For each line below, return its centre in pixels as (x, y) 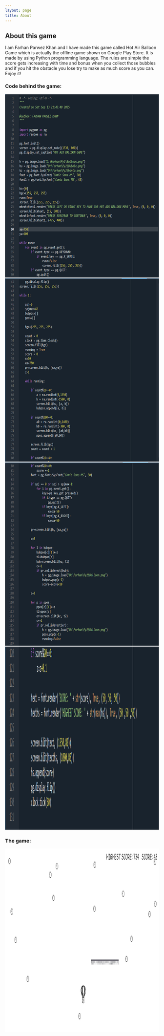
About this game (31, 36)
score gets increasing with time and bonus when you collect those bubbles (81, 63)
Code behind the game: (33, 86)
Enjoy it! (13, 74)
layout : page (18, 10)
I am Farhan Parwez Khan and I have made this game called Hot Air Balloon (81, 48)
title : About (18, 15)
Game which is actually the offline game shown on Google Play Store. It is (79, 53)
